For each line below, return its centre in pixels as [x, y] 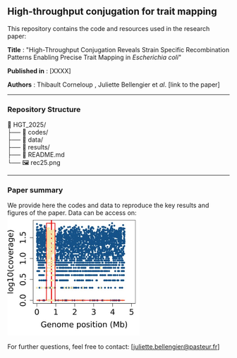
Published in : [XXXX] [39, 70]
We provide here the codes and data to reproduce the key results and [108, 205]
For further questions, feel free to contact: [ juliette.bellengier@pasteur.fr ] [114, 347]
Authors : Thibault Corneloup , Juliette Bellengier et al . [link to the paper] [114, 85]
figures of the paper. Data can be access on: [72, 213]
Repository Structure [44, 109]
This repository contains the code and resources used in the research [109, 28]
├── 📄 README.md [36, 155]
